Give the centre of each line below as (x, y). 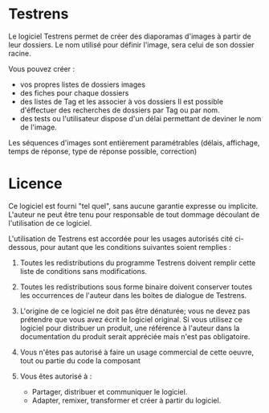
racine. (20, 53)
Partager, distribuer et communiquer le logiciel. (110, 391)
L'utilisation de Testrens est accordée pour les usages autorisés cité (121, 239)
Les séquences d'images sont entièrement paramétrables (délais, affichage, (134, 142)
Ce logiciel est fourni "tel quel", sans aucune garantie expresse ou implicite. (133, 206)
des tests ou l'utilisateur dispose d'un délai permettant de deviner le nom (141, 118)
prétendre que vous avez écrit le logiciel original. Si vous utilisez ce (131, 319)
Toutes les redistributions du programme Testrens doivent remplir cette (138, 263)
